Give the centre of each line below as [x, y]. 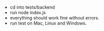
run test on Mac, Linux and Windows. [48, 23]
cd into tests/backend [32, 7]
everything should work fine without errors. [54, 18]
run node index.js [28, 12]
